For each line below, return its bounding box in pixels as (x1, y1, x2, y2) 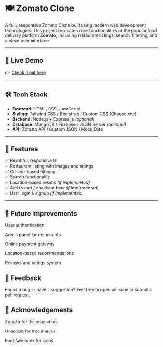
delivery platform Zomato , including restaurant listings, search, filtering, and (5, 32, 158, 38)
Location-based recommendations (5, 251, 74, 256)
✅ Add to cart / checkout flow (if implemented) (5, 185, 98, 191)
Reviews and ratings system (5, 260, 62, 266)
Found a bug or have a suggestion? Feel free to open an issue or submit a (5, 287, 152, 292)
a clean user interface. (5, 37, 50, 43)
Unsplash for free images (5, 328, 56, 334)
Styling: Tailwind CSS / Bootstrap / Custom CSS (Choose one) (12, 111, 137, 117)
